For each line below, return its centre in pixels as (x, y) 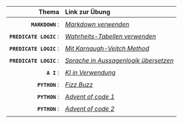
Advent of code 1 (90, 97)
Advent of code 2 (90, 109)
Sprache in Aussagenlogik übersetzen (119, 61)
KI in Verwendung (90, 73)
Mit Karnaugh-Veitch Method (107, 49)
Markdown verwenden (97, 24)
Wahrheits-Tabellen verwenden (111, 36)
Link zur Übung (88, 12)
